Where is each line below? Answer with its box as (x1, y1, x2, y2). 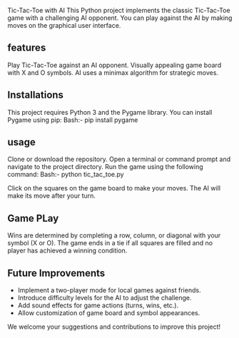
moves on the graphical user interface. (7, 21, 121, 29)
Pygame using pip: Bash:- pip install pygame (7, 116, 138, 124)
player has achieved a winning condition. (7, 246, 128, 255)
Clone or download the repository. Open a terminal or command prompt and (7, 155, 231, 163)
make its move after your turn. (7, 192, 96, 200)
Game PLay (7, 212, 59, 224)
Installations (7, 89, 64, 101)
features (7, 42, 46, 54)
